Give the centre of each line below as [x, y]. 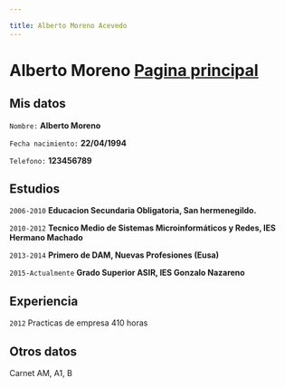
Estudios [35, 189]
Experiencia [44, 301]
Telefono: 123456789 [51, 160]
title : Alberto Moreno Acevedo [68, 25]
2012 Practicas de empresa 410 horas [79, 323]
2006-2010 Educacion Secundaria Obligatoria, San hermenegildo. [133, 211]
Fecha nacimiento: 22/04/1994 [68, 143]
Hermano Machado [46, 238]
